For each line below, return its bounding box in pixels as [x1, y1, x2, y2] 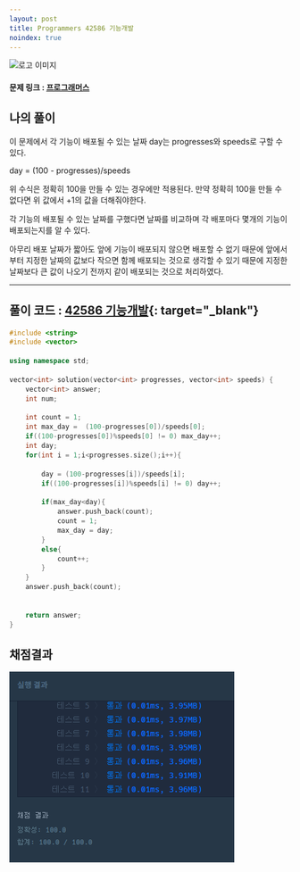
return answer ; [25, 610, 82, 619]
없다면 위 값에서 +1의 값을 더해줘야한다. [9, 195, 146, 205]
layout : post [9, 14, 58, 23]
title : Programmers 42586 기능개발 [9, 23, 134, 33]
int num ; [25, 394, 58, 403]
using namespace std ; [9, 357, 90, 366]
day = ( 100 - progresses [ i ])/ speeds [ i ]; [41, 469, 186, 478]
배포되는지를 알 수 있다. [9, 224, 91, 236]
